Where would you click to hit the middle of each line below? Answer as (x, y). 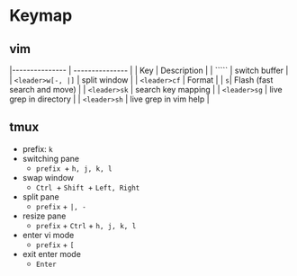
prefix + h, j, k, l (74, 168)
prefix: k (37, 148)
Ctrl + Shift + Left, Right (88, 187)
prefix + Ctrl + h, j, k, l (86, 225)
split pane (41, 196)
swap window (48, 177)
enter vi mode (48, 235)
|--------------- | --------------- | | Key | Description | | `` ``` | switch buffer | (149, 70)
